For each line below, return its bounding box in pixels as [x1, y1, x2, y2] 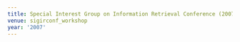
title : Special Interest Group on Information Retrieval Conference [7, 10, 216, 18]
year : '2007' [7, 23, 46, 31]
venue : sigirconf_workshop [7, 17, 88, 24]
